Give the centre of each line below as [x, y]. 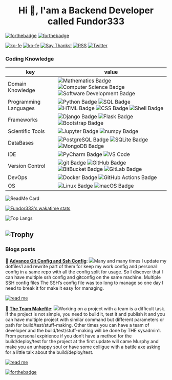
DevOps [18, 177]
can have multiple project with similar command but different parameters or [85, 319]
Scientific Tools [26, 131]
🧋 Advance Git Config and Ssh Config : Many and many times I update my [86, 261]
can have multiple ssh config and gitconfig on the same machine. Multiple [83, 277]
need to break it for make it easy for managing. [55, 288]
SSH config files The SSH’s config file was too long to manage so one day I [84, 283]
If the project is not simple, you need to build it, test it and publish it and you [85, 314]
